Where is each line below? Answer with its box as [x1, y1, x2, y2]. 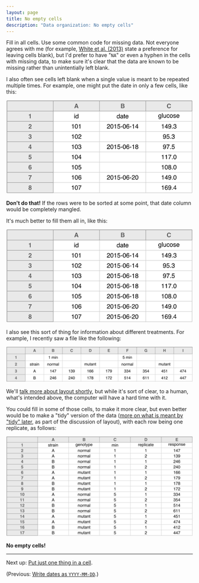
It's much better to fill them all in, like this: [6, 217, 108, 225]
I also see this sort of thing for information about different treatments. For [6, 329, 185, 336]
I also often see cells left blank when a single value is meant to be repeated [6, 76, 190, 83]
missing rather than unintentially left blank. [6, 64, 110, 71]
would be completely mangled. [6, 206, 82, 213]
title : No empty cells [6, 15, 62, 22]
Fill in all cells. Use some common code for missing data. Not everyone [6, 39, 179, 46]
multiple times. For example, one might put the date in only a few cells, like [6, 82, 188, 89]
